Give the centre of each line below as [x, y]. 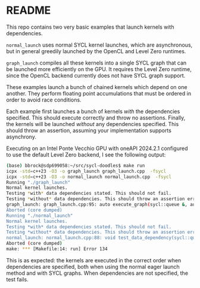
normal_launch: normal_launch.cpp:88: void [61, 238]
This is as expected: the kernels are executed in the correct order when [94, 260]
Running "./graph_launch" [38, 182]
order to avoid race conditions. [44, 100]
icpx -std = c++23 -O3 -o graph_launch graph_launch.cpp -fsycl [86, 171]
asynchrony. [21, 137]
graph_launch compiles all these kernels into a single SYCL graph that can [96, 63]
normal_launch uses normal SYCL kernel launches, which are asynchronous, [99, 45]
